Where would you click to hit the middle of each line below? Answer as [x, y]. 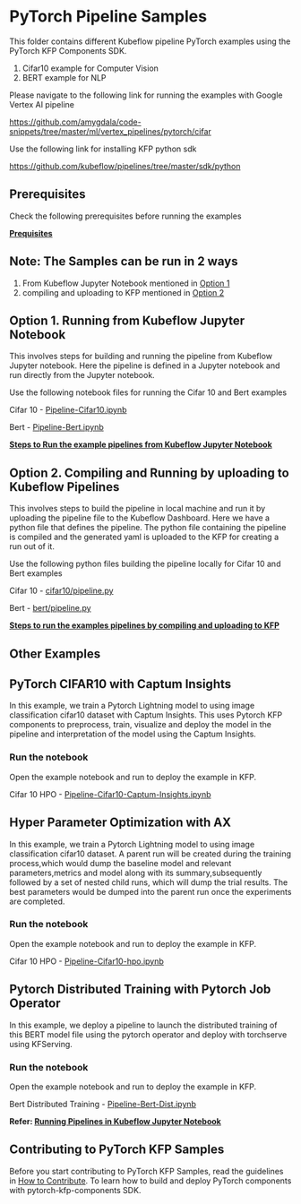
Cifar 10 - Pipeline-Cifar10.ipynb [68, 410]
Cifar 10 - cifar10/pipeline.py [61, 591]
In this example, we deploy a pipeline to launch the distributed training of [143, 1025]
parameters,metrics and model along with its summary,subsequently [136, 873]
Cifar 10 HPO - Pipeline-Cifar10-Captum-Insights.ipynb [111, 794]
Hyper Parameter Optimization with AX [120, 823]
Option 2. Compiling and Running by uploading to [149, 473]
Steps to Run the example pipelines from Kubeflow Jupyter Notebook [141, 444]
